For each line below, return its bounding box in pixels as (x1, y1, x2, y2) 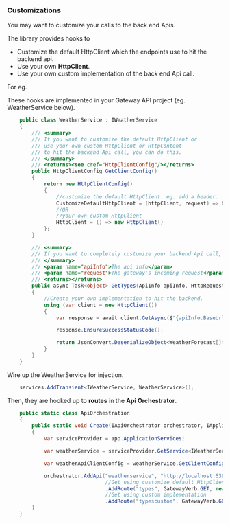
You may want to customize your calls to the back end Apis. (7, 21, 176, 30)
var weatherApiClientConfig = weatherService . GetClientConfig (43, 459, 225, 467)
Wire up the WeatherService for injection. (7, 370, 124, 379)
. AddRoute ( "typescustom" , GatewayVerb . (105, 498, 219, 505)
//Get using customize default (105, 479, 194, 486)
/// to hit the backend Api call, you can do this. (31, 148, 183, 156)
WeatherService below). (7, 104, 75, 112)
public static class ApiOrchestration (19, 409, 130, 417)
